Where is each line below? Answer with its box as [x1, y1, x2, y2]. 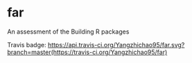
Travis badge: [7, 40, 46, 49]
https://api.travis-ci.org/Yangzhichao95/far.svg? [47, 40, 185, 49]
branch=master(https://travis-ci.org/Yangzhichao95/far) [7, 48, 168, 56]
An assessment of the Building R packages [7, 27, 130, 36]
